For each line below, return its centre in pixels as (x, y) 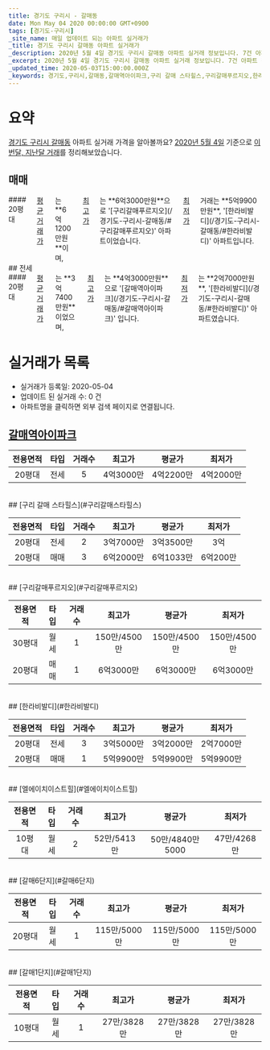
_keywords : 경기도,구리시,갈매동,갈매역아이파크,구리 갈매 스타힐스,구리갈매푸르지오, (131, 76)
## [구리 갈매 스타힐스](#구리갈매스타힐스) (75, 505)
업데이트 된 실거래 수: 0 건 (61, 396)
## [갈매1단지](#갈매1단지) (50, 973)
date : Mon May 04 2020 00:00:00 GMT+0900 (79, 23)
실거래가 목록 (49, 363)
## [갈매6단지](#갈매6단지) (51, 881)
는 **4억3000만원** (136, 278)
